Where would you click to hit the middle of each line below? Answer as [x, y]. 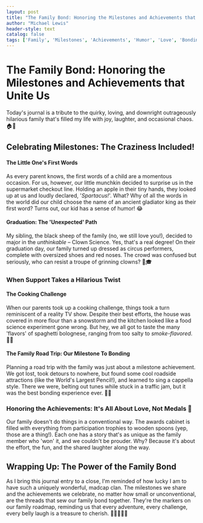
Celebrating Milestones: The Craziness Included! [101, 147]
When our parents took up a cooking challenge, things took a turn [88, 307]
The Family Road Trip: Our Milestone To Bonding [68, 354]
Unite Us [28, 96]
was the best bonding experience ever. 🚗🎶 [59, 393]
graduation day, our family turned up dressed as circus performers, [90, 248]
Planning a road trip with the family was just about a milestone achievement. [101, 367]
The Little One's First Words [42, 162]
